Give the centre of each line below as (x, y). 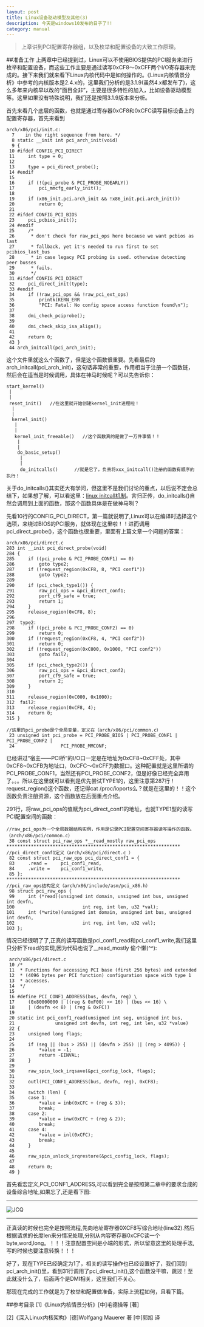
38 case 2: (28, 1114)
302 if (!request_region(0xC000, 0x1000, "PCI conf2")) (84, 650)
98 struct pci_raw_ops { (40, 891)
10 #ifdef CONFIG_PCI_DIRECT (46, 151)
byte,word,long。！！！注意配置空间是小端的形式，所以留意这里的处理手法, (100, 1243)
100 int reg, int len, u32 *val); (83, 907)
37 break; (32, 1109)
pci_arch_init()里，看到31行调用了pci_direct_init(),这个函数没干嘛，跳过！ (97, 1271)
